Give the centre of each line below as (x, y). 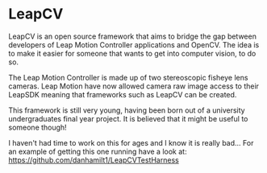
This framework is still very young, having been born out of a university (127, 110)
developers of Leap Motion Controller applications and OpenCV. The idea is (134, 44)
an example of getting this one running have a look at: (98, 151)
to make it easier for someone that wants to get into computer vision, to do (132, 53)
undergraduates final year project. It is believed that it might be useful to (128, 118)
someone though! (38, 127)
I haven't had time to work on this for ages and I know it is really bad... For (131, 142)
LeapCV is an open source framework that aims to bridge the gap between (132, 36)
